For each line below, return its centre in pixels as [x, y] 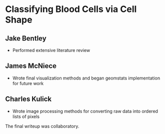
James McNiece [31, 66]
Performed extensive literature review [51, 50]
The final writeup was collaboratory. [42, 126]
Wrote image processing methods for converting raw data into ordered [85, 111]
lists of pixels [26, 116]
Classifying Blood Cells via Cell [71, 9]
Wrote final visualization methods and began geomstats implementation [86, 78]
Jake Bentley [26, 38]
